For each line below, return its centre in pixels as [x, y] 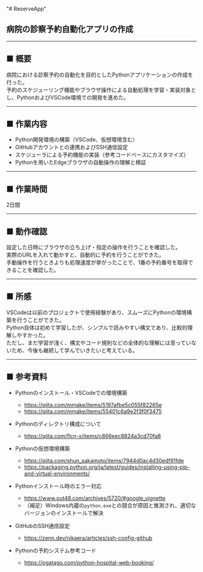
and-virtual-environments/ [57, 473]
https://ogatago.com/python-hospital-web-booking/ [89, 562]
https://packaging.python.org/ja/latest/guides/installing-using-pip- [107, 467]
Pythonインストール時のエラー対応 [58, 486]
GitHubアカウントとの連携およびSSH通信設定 [71, 147]
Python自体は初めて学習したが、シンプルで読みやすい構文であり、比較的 [97, 328]
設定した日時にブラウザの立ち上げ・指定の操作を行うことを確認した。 [94, 247]
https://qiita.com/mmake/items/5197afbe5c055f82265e [93, 405]
